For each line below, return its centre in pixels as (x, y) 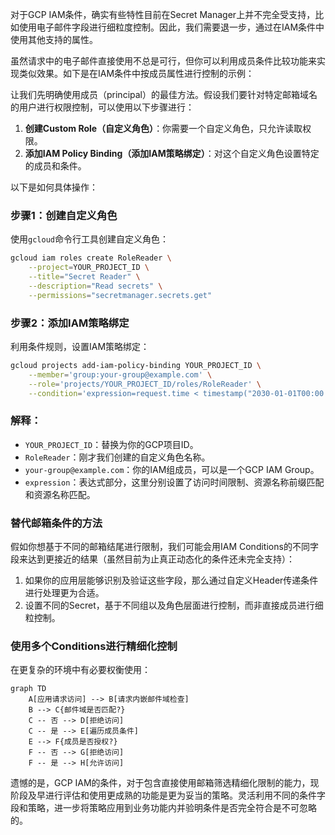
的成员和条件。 (55, 166)
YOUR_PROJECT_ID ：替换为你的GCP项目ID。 (111, 444)
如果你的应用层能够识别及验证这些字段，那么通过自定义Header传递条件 (171, 580)
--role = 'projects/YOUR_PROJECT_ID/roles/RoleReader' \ (145, 384)
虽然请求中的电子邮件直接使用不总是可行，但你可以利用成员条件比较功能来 (163, 61)
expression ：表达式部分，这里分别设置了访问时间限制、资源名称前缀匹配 (174, 482)
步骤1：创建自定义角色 (64, 215)
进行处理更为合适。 (64, 593)
